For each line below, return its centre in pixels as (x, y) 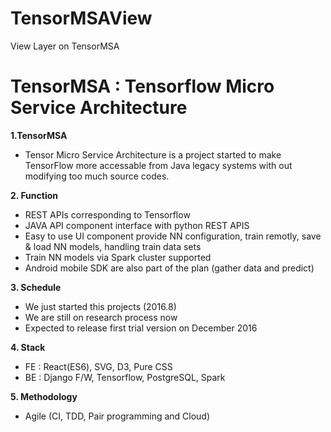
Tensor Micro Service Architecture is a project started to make (153, 154)
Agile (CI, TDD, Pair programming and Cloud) (117, 416)
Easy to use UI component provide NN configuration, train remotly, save (173, 236)
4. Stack (28, 347)
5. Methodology (44, 396)
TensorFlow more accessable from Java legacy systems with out (158, 165)
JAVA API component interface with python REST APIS (137, 225)
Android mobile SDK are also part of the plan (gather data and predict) (169, 268)
